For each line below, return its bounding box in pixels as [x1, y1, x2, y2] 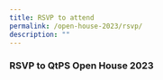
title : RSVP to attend [9, 13, 95, 22]
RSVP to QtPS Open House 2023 [9, 59, 154, 72]
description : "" [9, 30, 70, 39]
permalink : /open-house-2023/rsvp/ [9, 22, 143, 31]
